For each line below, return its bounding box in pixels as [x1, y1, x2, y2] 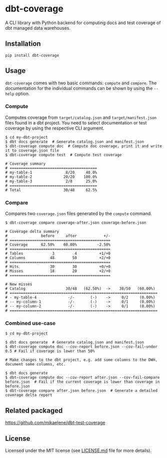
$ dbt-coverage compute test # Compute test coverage [5, 152, 122, 157]
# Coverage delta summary [5, 229, 59, 234]
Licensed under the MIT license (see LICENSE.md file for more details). [5, 447, 151, 453]
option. [15, 90, 30, 96]
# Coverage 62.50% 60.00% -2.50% [5, 242, 111, 248]
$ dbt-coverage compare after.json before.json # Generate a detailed [5, 388, 157, 393]
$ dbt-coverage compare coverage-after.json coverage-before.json [5, 220, 146, 225]
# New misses [5, 282, 32, 287]
